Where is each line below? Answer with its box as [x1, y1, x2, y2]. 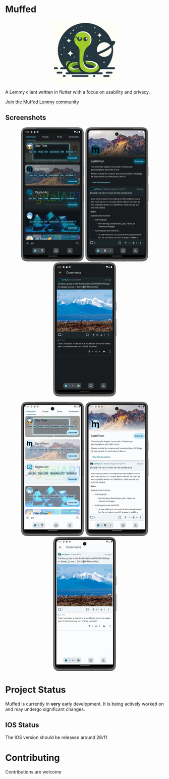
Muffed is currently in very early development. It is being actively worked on [5, 701, 164, 707]
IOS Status [5, 721, 39, 729]
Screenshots [5, 113, 46, 122]
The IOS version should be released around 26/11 [5, 734, 107, 740]
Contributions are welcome [5, 768, 62, 775]
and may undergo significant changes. [5, 706, 85, 712]
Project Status [5, 684, 67, 695]
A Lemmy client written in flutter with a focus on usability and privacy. [5, 89, 150, 95]
